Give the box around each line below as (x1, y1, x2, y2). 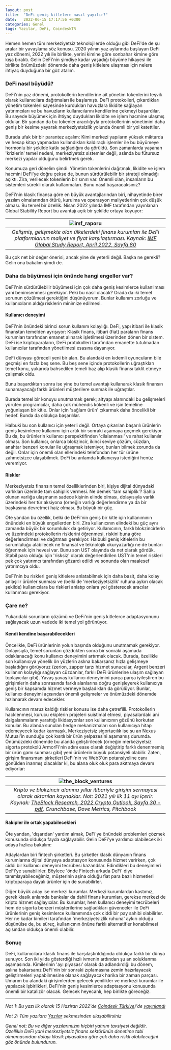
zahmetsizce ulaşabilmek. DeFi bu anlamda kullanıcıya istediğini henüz (5, 454, 154, 461)
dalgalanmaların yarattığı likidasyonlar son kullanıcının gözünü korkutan (5, 716, 155, 723)
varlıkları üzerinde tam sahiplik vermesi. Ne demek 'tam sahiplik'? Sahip (5, 488, 156, 494)
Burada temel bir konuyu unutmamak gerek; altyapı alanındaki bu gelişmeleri (5, 396, 165, 402)
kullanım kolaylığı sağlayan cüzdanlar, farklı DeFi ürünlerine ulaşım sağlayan (5, 669, 164, 675)
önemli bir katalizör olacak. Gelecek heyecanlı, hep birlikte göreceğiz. (5, 988, 151, 994)
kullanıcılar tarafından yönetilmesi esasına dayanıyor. (5, 345, 116, 351)
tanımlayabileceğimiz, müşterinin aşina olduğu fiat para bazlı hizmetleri (5, 873, 154, 879)
